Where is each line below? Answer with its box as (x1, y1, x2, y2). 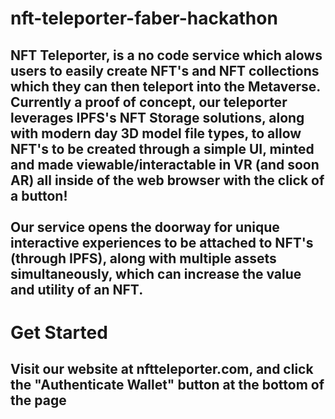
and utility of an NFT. (10, 281, 144, 298)
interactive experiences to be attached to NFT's (10, 234, 314, 251)
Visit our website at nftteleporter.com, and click (10, 361, 314, 378)
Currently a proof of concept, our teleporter (10, 93, 288, 111)
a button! (10, 187, 68, 204)
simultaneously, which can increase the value (10, 265, 302, 282)
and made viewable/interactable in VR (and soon (10, 156, 320, 173)
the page (10, 392, 67, 409)
